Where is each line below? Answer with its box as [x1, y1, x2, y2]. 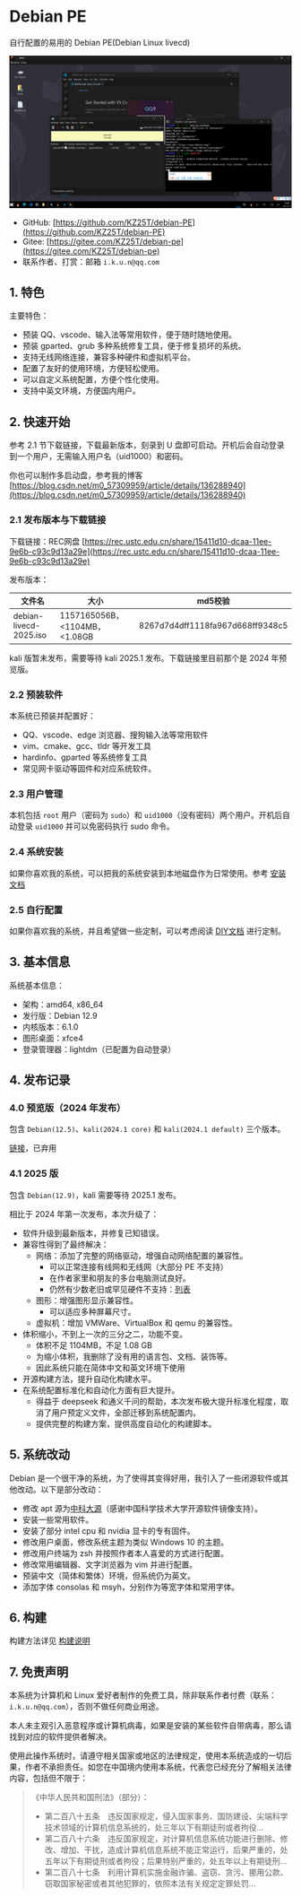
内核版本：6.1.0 [21, 1021, 79, 1032]
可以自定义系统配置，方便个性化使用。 [21, 374, 164, 385]
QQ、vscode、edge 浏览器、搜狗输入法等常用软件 [21, 729, 209, 741]
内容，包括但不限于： [9, 1773, 88, 1784]
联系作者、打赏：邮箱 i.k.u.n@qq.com [21, 256, 159, 266]
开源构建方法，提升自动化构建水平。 [21, 1373, 157, 1384]
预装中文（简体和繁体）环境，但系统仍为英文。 [21, 1570, 195, 1580]
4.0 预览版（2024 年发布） [9, 1101, 126, 1114]
